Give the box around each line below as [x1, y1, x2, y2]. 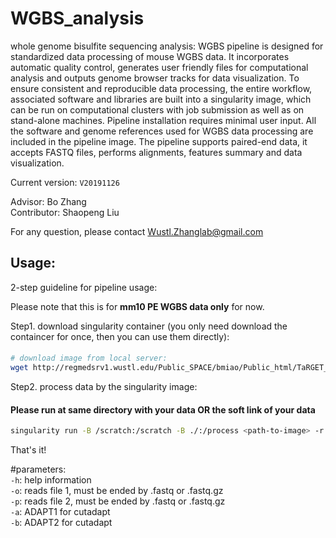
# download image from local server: [10, 353, 168, 364]
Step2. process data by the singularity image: [10, 381, 198, 393]
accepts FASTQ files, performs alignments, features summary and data [10, 146, 303, 158]
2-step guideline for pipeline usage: [10, 281, 158, 293]
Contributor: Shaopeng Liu [10, 206, 120, 218]
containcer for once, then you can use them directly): [10, 330, 230, 342]
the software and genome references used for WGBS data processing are [10, 125, 314, 137]
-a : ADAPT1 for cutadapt [10, 506, 111, 518]
